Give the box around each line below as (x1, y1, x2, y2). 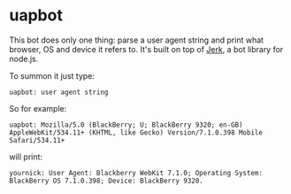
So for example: (9, 103, 67, 113)
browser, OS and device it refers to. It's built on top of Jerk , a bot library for (9, 43, 284, 54)
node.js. (9, 53, 39, 64)
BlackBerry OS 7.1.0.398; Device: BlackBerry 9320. (9, 176, 203, 185)
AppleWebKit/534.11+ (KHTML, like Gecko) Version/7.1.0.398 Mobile (9, 128, 264, 137)
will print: (9, 151, 42, 162)
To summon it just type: (9, 70, 96, 81)
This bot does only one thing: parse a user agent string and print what (9, 35, 264, 45)
